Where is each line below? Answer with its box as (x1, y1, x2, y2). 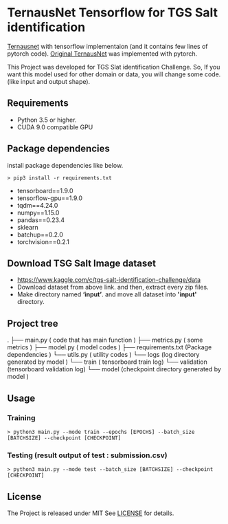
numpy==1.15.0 (16, 208, 60, 217)
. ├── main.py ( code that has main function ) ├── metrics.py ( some (7, 336, 203, 345)
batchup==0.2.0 (16, 230, 64, 239)
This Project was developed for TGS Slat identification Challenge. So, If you (7, 63, 220, 71)
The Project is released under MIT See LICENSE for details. (7, 509, 174, 517)
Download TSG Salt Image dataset (7, 257, 157, 269)
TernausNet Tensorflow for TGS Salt (7, 5, 218, 21)
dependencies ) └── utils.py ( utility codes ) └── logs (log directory (7, 351, 200, 359)
